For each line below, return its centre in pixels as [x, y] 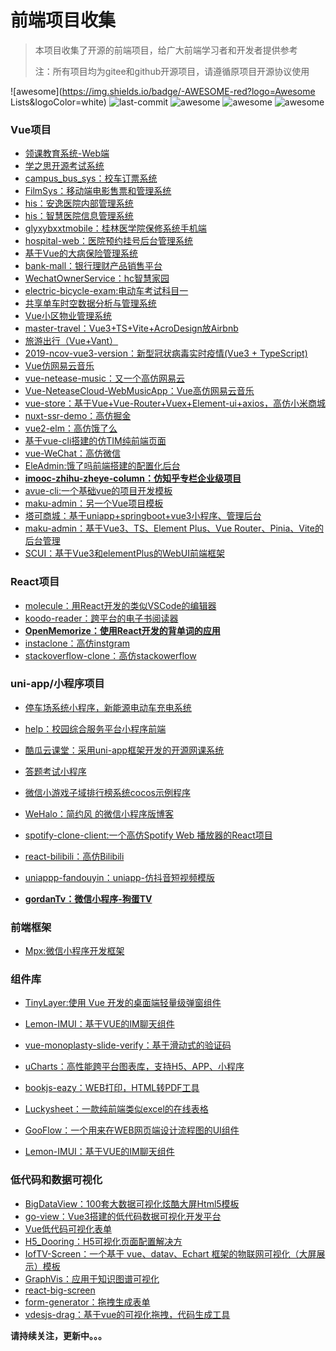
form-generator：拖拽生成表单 [87, 1302]
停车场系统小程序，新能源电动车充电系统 [108, 707]
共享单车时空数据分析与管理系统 [90, 303]
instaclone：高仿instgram [77, 643]
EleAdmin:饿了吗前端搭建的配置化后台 [102, 466]
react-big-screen [60, 1290]
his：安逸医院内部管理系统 [79, 203]
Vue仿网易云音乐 [59, 366]
